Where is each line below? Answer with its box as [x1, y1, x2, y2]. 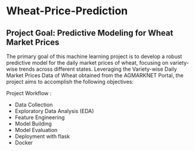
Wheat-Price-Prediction [6, 4, 128, 18]
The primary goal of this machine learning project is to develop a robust [6, 53, 182, 60]
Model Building [14, 120, 52, 127]
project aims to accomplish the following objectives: [6, 78, 134, 85]
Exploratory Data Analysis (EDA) [14, 108, 94, 114]
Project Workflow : [6, 90, 52, 96]
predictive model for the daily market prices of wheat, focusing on [6, 59, 169, 66]
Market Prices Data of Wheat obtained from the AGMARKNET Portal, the [6, 72, 184, 78]
